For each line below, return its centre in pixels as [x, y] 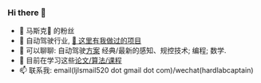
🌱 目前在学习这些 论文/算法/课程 [71, 60]
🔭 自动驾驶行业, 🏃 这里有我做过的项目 [80, 41]
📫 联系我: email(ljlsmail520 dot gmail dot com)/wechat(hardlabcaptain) [136, 70]
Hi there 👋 [27, 13]
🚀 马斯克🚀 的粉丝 [47, 31]
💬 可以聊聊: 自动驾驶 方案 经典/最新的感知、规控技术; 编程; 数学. [123, 51]
